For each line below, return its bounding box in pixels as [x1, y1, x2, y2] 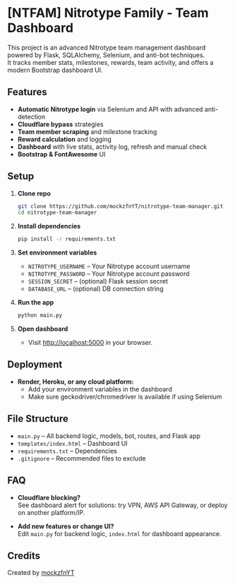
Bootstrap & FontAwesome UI [17, 150, 106, 158]
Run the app [17, 298, 54, 307]
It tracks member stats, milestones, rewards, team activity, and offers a [7, 58, 214, 66]
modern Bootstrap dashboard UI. [7, 66, 103, 74]
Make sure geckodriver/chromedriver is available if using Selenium [28, 392, 222, 401]
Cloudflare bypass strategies [17, 120, 104, 128]
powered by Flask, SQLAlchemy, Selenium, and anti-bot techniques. [7, 51, 205, 59]
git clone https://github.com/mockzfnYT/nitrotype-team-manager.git [17, 202, 224, 209]
